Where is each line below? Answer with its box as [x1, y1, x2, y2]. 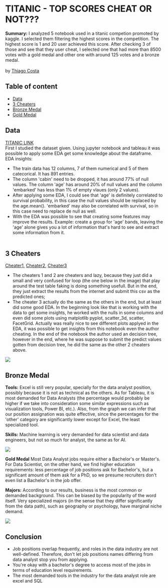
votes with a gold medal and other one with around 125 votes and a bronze [5, 51, 159, 58]
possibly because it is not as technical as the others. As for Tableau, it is [5, 390, 154, 396]
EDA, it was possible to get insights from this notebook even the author [12, 326, 159, 332]
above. [12, 347, 27, 353]
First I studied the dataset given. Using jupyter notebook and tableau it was [5, 145, 160, 151]
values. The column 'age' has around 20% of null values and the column [12, 181, 162, 187]
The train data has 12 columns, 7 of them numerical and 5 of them [12, 165, 149, 171]
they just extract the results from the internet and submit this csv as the [12, 288, 160, 295]
